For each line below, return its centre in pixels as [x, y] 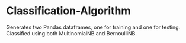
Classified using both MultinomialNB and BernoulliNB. [72, 33]
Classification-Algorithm [68, 11]
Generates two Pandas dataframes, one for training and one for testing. [93, 27]
